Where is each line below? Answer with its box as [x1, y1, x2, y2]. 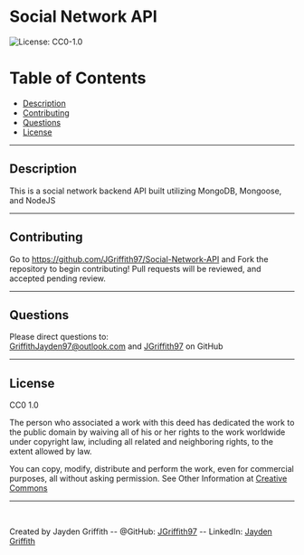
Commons [9, 483, 48, 494]
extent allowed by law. [9, 446, 92, 457]
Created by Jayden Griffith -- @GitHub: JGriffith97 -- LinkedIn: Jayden [9, 526, 273, 537]
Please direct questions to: [9, 332, 109, 343]
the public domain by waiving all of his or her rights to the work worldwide [9, 427, 286, 437]
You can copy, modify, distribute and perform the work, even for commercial [9, 464, 294, 475]
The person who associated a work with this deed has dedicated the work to [9, 418, 295, 428]
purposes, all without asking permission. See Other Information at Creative [9, 473, 288, 484]
